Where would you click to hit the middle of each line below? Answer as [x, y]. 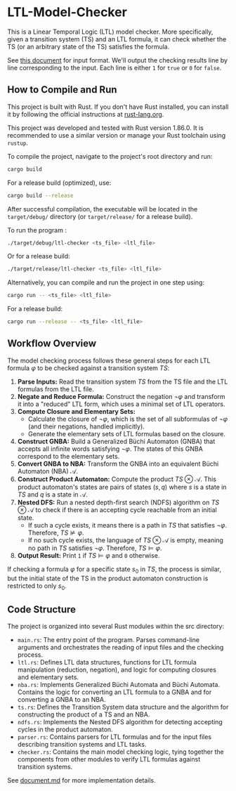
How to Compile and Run [62, 90]
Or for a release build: [39, 256]
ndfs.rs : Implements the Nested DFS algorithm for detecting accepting [120, 722]
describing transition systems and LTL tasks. [82, 745]
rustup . [18, 143]
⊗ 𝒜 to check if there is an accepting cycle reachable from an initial [117, 509]
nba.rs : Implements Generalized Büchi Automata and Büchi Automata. [119, 685]
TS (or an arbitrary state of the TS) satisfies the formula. [88, 46]
